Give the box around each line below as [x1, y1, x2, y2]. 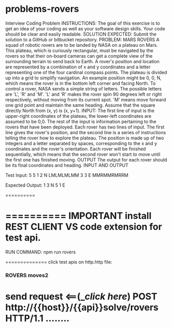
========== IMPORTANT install [5, 210, 152, 222]
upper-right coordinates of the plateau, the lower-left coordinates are [5, 113, 151, 119]
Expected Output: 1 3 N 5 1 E [5, 182, 65, 188]
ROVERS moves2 [5, 271, 49, 279]
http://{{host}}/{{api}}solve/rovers [5, 301, 159, 313]
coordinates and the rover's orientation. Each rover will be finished [5, 145, 146, 152]
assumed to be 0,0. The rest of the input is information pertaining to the [5, 118, 157, 124]
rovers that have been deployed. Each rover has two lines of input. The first [5, 124, 165, 130]
